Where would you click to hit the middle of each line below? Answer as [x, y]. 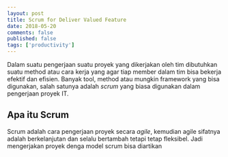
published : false [32, 39]
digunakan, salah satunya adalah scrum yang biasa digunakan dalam [104, 86]
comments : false [30, 32]
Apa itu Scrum [38, 115]
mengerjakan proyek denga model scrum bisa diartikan [85, 146]
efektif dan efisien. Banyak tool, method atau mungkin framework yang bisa [113, 79]
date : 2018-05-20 [32, 26]
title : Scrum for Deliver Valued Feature [67, 20]
